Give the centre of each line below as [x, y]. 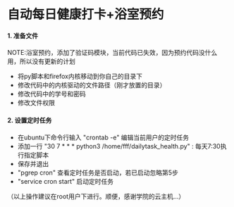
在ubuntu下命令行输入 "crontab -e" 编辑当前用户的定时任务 [103, 137]
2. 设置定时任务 [30, 120]
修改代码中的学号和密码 [51, 94]
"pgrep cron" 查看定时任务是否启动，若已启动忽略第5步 [98, 172]
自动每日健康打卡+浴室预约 [86, 14]
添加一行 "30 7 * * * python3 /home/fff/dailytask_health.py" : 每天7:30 [119, 146]
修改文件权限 [36, 103]
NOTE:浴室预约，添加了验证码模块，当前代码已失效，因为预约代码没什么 [112, 53]
